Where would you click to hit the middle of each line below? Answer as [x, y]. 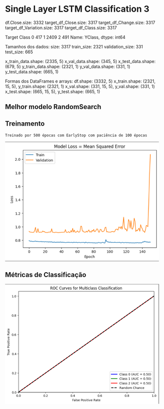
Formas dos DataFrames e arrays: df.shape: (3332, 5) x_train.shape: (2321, [80, 81]
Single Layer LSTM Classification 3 [77, 9]
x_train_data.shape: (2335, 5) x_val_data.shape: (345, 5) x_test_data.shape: [81, 61]
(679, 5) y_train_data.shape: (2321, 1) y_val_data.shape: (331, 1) [68, 66]
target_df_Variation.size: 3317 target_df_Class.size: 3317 [61, 27]
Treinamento [25, 123]
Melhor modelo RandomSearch [53, 107]
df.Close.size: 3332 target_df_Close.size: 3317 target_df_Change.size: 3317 [80, 22]
